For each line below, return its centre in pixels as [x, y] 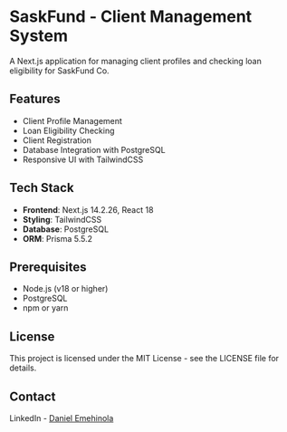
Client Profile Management [72, 120]
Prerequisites [48, 267]
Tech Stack [42, 188]
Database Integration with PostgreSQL [94, 149]
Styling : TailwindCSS [62, 219]
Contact [33, 396]
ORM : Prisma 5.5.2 [57, 238]
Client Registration [57, 140]
